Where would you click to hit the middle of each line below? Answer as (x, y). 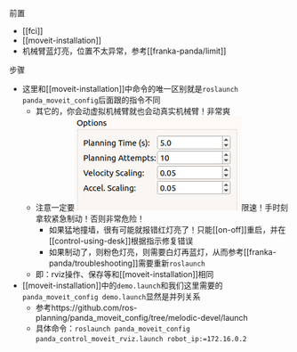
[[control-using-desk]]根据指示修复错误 (121, 241)
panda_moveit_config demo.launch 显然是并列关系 (111, 296)
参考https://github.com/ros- (86, 307)
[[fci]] (32, 31)
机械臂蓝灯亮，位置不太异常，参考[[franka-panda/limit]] (124, 51)
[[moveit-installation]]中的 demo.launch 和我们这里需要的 (123, 285)
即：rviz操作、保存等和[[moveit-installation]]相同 (124, 274)
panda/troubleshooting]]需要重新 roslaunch (127, 263)
